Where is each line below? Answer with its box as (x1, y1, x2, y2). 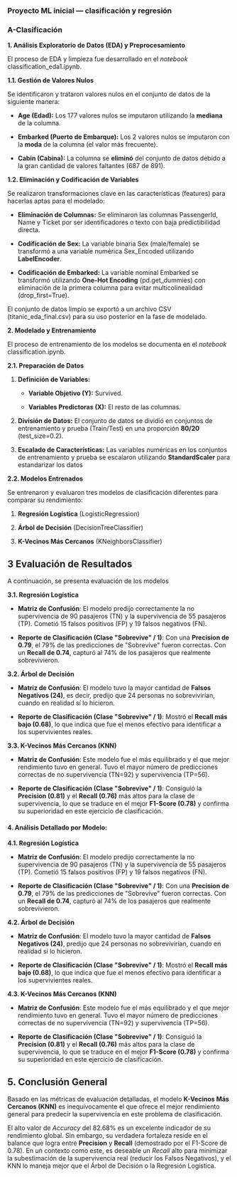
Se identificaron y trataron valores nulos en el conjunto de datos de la (7, 90, 211, 98)
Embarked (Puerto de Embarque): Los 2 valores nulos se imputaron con (17, 132, 231, 141)
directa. (17, 226, 40, 234)
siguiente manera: (7, 98, 60, 106)
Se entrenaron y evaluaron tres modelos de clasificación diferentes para (7, 488, 219, 497)
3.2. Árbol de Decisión (7, 670, 75, 679)
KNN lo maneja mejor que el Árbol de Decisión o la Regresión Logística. (7, 1161, 216, 1170)
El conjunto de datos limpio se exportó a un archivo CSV (7, 305, 172, 313)
